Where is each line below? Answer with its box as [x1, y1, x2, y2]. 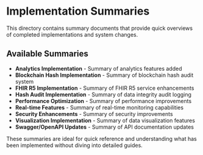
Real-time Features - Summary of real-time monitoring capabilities [15, 104, 184, 111]
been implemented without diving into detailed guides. [6, 142, 143, 149]
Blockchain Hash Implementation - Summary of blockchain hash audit [15, 71, 194, 79]
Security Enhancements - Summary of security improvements [15, 110, 173, 117]
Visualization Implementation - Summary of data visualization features [15, 117, 195, 124]
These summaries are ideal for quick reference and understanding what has [6, 135, 197, 142]
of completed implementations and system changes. [6, 31, 138, 38]
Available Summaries [6, 49, 88, 59]
